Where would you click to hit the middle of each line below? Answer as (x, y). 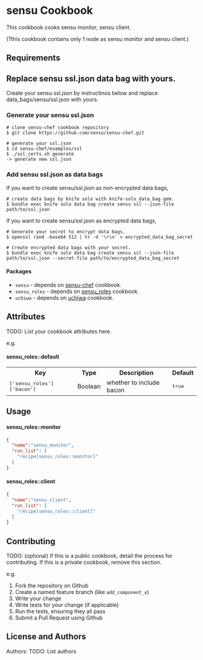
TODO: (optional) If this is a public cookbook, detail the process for (89, 556)
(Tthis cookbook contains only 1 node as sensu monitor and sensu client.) (98, 39)
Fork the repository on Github (52, 586)
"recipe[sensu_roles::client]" (56, 511)
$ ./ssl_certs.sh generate (40, 154)
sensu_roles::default (33, 357)
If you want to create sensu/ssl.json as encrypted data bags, (82, 221)
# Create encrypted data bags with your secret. (69, 247)
